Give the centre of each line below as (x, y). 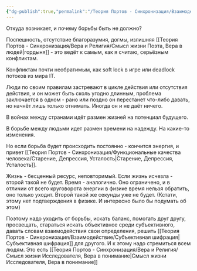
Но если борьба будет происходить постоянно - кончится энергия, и (93, 146)
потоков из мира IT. (31, 76)
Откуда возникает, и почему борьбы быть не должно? (74, 28)
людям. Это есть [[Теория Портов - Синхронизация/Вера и (80, 249)
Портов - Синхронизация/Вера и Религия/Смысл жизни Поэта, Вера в (94, 46)
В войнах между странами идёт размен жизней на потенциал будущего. (97, 117)
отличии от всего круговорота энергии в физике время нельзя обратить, (98, 188)
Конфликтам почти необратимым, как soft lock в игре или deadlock (91, 69)
